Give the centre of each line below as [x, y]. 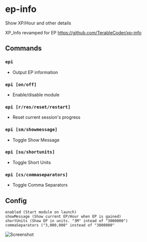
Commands [24, 48]
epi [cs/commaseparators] [37, 175]
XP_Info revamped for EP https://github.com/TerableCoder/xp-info [73, 32]
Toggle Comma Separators [40, 185]
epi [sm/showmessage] [31, 130]
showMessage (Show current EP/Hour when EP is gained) [63, 216]
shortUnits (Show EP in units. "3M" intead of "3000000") [67, 221]
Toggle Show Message [36, 140]
